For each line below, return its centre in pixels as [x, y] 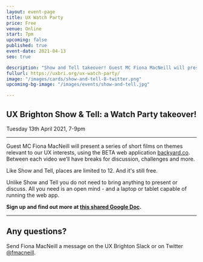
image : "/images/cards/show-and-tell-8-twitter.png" [74, 79]
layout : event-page [31, 12]
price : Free [21, 23]
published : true [27, 46]
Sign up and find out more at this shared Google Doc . [74, 206]
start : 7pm [20, 34]
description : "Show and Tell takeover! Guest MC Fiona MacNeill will [96, 68]
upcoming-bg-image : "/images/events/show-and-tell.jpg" [78, 85]
